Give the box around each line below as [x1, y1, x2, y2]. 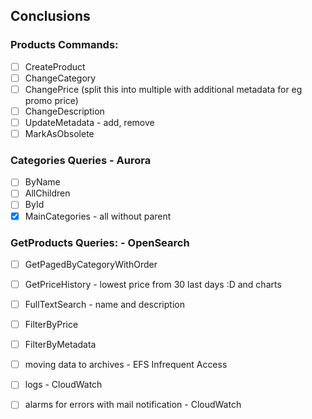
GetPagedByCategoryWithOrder [24, 258, 158, 270]
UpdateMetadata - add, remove [24, 116, 155, 128]
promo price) [24, 94, 79, 106]
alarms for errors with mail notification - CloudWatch [24, 399, 242, 411]
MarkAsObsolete [24, 128, 95, 139]
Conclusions [10, 8, 91, 25]
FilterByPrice [24, 319, 79, 331]
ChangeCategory [24, 72, 97, 84]
